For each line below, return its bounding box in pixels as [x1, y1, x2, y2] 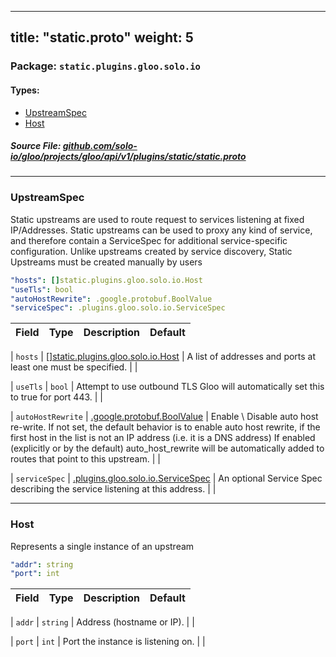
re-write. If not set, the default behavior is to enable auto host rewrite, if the [10, 421, 321, 433]
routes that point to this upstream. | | [10, 453, 161, 465]
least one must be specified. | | [10, 361, 138, 373]
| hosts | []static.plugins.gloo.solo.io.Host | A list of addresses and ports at [10, 351, 317, 363]
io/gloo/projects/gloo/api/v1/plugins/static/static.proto [10, 151, 247, 163]
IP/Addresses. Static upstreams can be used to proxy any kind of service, [10, 224, 313, 236]
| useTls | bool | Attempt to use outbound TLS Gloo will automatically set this [10, 381, 325, 393]
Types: [10, 84, 40, 96]
